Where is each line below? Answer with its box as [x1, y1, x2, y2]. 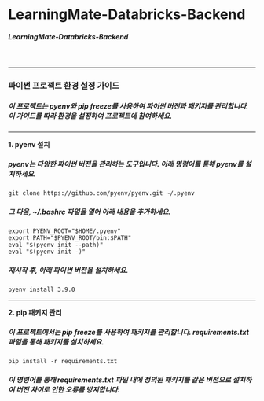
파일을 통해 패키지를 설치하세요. [8, 337, 104, 347]
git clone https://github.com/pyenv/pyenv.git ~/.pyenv [8, 189, 195, 197]
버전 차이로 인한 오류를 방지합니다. [16, 384, 120, 394]
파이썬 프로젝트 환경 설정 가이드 [8, 80, 120, 91]
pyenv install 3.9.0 [8, 285, 76, 293]
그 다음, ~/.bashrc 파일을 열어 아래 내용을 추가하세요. [8, 207, 171, 216]
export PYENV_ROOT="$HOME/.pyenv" [8, 226, 122, 235]
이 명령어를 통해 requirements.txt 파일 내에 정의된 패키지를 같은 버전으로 [8, 375, 232, 384]
